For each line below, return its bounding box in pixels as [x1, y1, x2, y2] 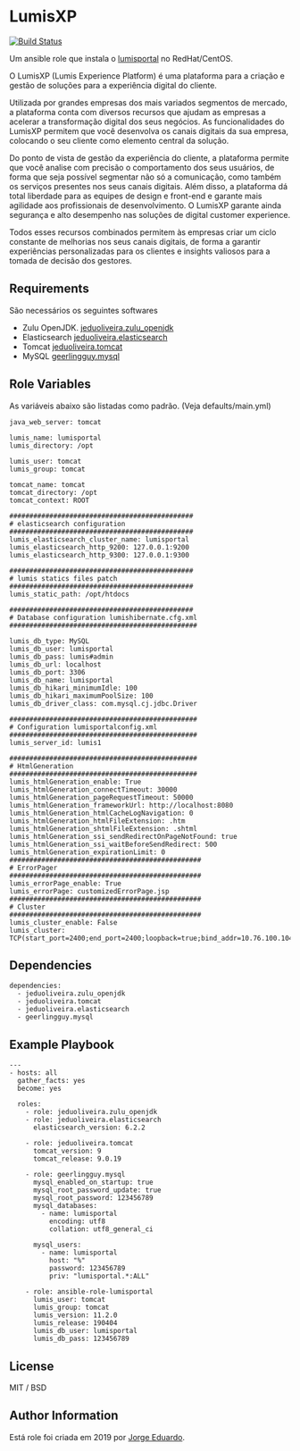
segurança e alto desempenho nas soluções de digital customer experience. [9, 209, 291, 220]
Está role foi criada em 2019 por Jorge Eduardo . [9, 1431, 186, 1442]
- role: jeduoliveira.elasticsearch [25, 1115, 162, 1125]
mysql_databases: [32, 1202, 98, 1211]
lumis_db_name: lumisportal [9, 675, 114, 684]
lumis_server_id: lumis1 [9, 738, 102, 747]
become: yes [17, 1084, 62, 1094]
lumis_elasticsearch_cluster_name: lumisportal [9, 534, 190, 544]
